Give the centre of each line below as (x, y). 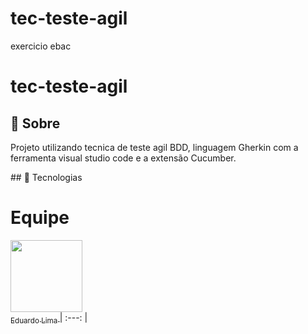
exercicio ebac (41, 46)
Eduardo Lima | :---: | (49, 318)
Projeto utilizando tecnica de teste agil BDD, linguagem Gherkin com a (154, 147)
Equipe (40, 218)
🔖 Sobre (35, 123)
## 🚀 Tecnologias (46, 177)
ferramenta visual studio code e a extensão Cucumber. (123, 158)
